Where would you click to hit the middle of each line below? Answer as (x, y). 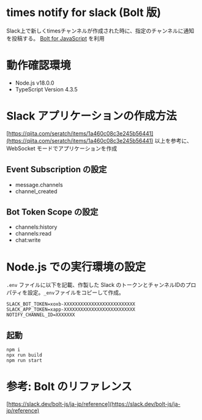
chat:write (28, 240)
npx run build (24, 355)
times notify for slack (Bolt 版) (84, 13)
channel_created (36, 191)
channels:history (36, 227)
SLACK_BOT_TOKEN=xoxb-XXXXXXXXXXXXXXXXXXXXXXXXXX (71, 304)
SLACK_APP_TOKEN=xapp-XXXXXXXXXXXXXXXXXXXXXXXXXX (71, 310)
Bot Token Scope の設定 (52, 212)
